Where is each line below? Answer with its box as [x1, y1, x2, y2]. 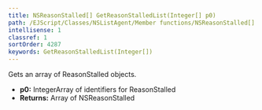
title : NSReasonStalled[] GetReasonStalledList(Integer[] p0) [8, 11, 216, 20]
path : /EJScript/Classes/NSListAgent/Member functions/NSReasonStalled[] [8, 19, 256, 27]
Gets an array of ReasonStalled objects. [8, 70, 137, 79]
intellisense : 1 [8, 26, 61, 34]
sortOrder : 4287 [8, 41, 61, 49]
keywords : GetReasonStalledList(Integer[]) [8, 48, 153, 56]
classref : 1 [8, 33, 47, 42]
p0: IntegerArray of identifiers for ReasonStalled [19, 85, 176, 94]
